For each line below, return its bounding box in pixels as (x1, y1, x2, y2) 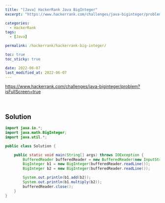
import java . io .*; (5, 126, 43, 131)
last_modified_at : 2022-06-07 (5, 70, 67, 75)
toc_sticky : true (5, 57, 41, 61)
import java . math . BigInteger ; (5, 130, 67, 135)
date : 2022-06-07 (5, 65, 41, 70)
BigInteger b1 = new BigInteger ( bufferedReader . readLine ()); (23, 162, 151, 167)
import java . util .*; (5, 135, 48, 140)
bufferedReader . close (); (23, 184, 74, 189)
